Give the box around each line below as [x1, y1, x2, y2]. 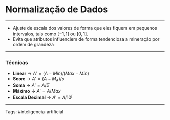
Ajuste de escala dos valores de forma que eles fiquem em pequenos [12, 25, 158, 31]
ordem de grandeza [12, 41, 54, 47]
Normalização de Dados [5, 4, 108, 15]
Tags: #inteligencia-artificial [5, 108, 63, 115]
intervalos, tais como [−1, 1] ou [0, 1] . [12, 31, 89, 37]
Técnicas [5, 58, 29, 66]
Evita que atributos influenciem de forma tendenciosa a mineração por [12, 36, 160, 42]
